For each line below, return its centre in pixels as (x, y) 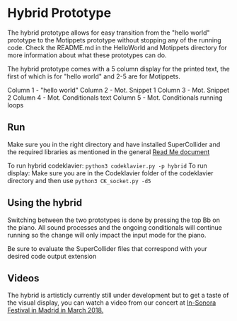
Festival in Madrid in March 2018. (56, 310)
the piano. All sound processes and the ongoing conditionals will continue (115, 227)
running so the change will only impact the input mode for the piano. (107, 235)
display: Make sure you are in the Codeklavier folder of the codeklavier (110, 173)
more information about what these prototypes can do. (87, 55)
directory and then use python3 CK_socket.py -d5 (79, 180)
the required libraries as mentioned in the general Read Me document (109, 152)
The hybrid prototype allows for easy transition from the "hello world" (109, 33)
